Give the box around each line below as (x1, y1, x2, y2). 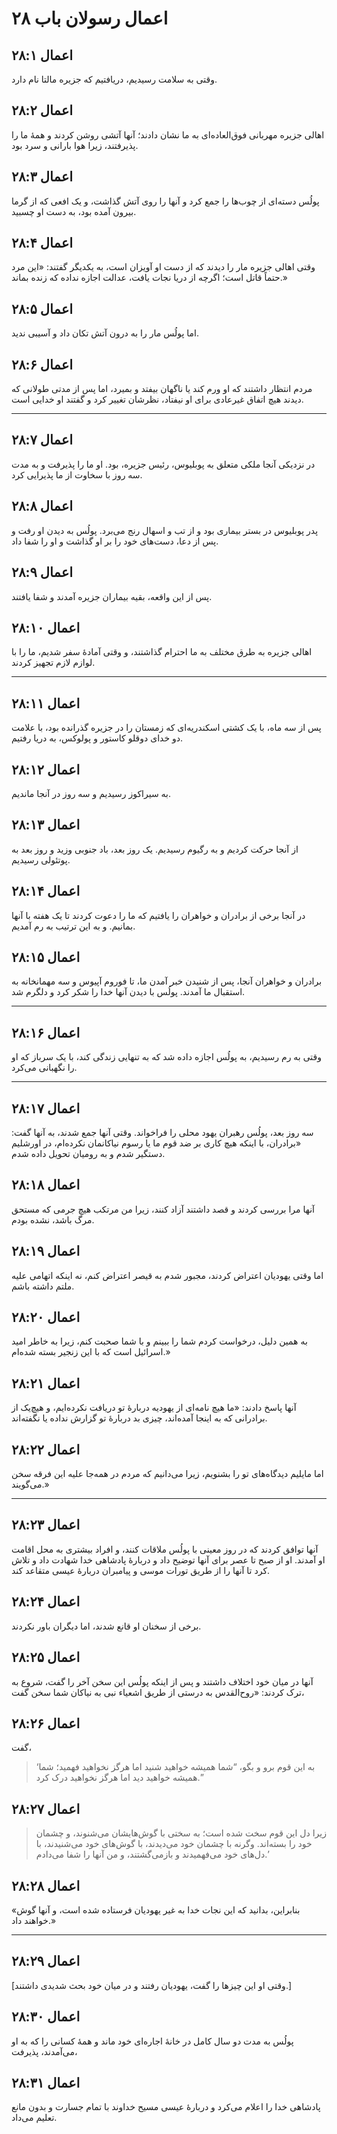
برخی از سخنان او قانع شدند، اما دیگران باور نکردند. (11, 1620, 202, 1632)
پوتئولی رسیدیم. (11, 853, 71, 866)
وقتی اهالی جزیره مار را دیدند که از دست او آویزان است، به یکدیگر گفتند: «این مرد (11, 261, 316, 273)
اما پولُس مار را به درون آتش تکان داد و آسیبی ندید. (11, 327, 200, 339)
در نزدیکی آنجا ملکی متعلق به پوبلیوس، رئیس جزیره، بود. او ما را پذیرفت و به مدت (11, 458, 316, 470)
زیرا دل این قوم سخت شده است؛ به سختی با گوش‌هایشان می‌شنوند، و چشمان (35, 1827, 327, 1839)
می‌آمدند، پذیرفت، (11, 2045, 78, 2057)
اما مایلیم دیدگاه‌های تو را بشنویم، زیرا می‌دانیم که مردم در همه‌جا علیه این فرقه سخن (11, 1468, 324, 1480)
